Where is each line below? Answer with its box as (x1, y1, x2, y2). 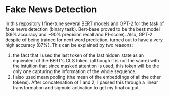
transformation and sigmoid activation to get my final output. (12, 84, 140, 90)
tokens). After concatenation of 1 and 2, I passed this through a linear (12, 79, 158, 85)
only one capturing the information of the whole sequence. (12, 68, 137, 75)
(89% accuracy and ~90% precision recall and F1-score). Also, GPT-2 (5, 31, 153, 37)
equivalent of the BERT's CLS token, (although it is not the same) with (12, 57, 159, 63)
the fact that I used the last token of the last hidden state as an (12, 52, 144, 58)
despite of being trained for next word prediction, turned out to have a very (5, 37, 163, 43)
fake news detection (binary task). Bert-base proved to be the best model (5, 26, 160, 32)
